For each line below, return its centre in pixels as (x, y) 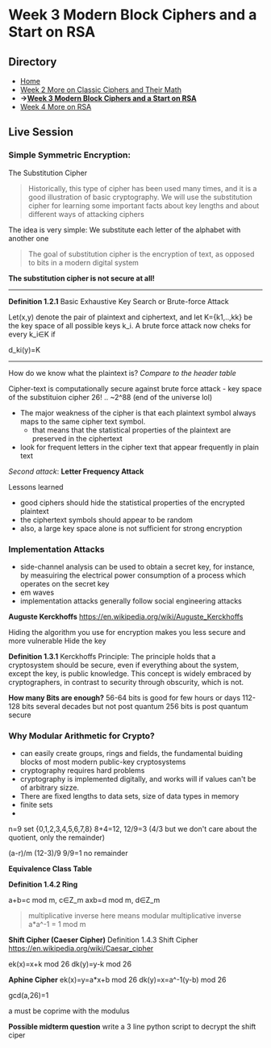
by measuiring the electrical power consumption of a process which (133, 575)
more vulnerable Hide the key (57, 641)
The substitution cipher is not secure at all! (82, 278)
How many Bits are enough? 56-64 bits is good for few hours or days (124, 697)
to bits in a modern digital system (83, 262)
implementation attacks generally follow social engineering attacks (131, 601)
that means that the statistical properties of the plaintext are (131, 430)
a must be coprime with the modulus (69, 1011)
